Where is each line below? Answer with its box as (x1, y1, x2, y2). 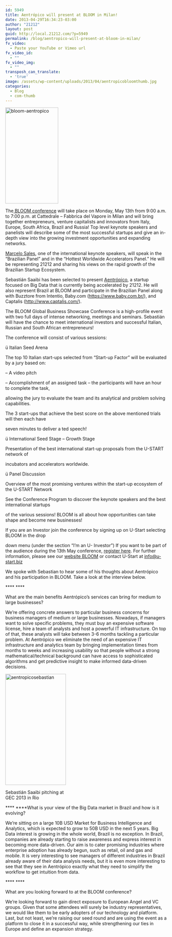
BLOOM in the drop (5, 532, 46, 538)
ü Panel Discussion (5, 471, 46, 477)
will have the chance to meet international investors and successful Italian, (5, 319, 162, 325)
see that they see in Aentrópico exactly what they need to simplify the (5, 864, 153, 870)
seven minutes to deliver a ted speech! (5, 426, 87, 432)
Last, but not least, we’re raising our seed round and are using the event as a (5, 915, 167, 921)
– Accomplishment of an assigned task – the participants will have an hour (5, 380, 162, 386)
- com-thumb (10, 93, 36, 98)
